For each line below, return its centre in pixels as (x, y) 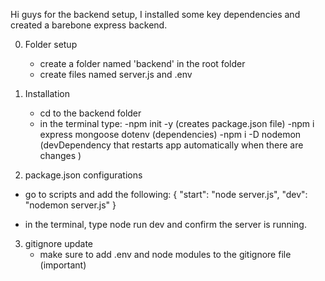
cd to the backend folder (90, 113)
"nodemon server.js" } (70, 205)
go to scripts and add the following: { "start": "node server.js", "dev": (166, 194)
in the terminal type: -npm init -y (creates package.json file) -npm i (177, 123)
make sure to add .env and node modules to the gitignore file (165, 254)
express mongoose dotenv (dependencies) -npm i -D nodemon (170, 134)
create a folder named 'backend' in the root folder (142, 63)
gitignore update (59, 243)
